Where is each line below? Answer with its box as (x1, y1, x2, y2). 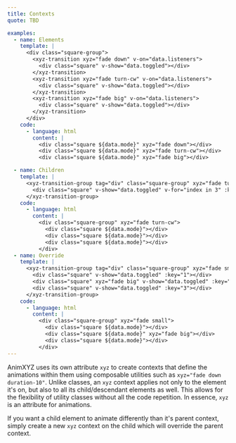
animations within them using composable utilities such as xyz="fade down (7, 370, 221, 379)
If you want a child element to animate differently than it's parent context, (7, 413, 219, 423)
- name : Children (13, 167, 65, 174)
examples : (7, 30, 37, 37)
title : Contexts (7, 10, 55, 18)
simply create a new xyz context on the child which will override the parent (7, 421, 223, 430)
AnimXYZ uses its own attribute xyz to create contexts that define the (7, 363, 208, 371)
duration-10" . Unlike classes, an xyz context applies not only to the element (7, 378, 227, 386)
